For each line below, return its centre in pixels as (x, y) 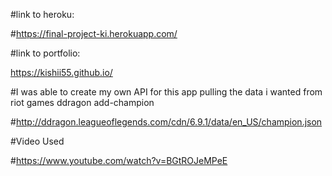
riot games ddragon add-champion (82, 102)
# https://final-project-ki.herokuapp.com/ (94, 33)
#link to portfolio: (45, 53)
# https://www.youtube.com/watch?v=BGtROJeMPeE (119, 160)
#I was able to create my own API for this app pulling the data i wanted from (166, 92)
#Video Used (37, 141)
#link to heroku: (42, 14)
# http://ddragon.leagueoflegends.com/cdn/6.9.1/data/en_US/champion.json (166, 122)
